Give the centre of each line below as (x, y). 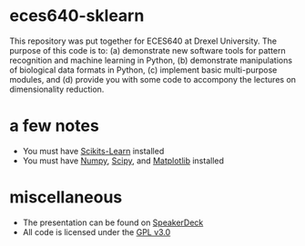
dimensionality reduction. (57, 89)
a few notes (55, 126)
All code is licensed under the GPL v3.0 (97, 231)
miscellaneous (66, 197)
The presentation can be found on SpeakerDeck (113, 222)
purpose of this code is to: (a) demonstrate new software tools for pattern (147, 50)
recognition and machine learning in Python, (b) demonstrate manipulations (151, 60)
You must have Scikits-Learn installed (93, 151)
